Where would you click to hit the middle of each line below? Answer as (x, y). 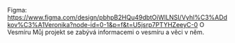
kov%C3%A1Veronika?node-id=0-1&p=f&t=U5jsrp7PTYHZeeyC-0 (103, 25)
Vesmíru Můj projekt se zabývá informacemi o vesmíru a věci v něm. (106, 32)
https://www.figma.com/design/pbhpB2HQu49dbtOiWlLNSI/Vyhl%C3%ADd (117, 17)
